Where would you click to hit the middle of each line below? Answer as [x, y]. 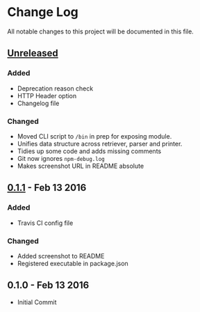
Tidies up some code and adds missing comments [89, 151]
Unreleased [33, 53]
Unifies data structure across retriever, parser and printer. [100, 143]
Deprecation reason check [55, 88]
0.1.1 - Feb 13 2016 [47, 188]
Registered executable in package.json [73, 263]
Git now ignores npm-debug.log [61, 158]
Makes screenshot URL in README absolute [81, 166]
